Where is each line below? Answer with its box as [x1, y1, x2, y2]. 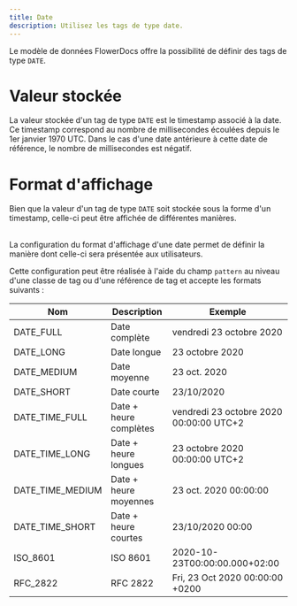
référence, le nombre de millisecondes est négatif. [9, 143, 192, 154]
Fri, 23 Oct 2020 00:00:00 [171, 571, 284, 584]
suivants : [9, 285, 44, 295]
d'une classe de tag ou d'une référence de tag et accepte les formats [9, 275, 262, 286]
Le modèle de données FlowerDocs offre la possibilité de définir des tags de [9, 45, 287, 56]
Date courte [110, 386, 160, 398]
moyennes [110, 495, 155, 508]
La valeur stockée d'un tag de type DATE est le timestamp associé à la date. [9, 115, 282, 126]
